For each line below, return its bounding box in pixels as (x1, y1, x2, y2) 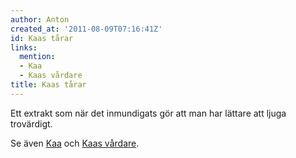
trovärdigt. (10, 117, 53, 130)
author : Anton (10, 14, 70, 25)
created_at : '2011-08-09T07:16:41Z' (10, 24, 163, 34)
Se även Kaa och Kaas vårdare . (10, 137, 140, 149)
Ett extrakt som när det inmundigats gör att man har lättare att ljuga (10, 107, 287, 119)
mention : (19, 52, 56, 62)
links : (10, 42, 38, 53)
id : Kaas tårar (10, 33, 74, 43)
